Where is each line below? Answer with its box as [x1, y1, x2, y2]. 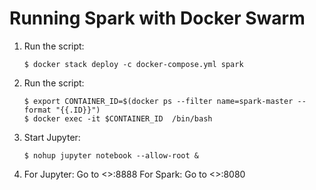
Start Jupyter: [23, 131, 81, 143]
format [23, 105, 52, 115]
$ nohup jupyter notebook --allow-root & [23, 150, 199, 161]
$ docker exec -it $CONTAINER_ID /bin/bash [23, 113, 213, 124]
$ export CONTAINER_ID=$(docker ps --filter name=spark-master [23, 96, 294, 106]
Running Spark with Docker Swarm [9, 7, 306, 30]
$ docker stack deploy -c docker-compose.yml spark [23, 59, 244, 69]
